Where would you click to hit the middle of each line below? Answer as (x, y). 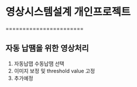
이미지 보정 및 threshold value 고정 (54, 71)
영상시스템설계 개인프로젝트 (68, 12)
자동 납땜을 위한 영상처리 (47, 48)
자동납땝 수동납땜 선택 (39, 63)
